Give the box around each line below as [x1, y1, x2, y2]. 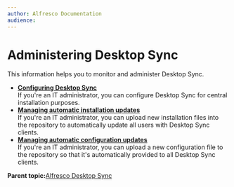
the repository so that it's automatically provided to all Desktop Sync [17, 151, 216, 159]
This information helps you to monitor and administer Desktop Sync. [7, 70, 204, 78]
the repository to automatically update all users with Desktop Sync [17, 120, 210, 130]
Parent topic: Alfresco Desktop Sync [7, 172, 112, 180]
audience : [7, 17, 37, 24]
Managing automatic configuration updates [17, 136, 148, 144]
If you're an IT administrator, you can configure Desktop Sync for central [17, 91, 228, 99]
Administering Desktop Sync [7, 47, 178, 63]
